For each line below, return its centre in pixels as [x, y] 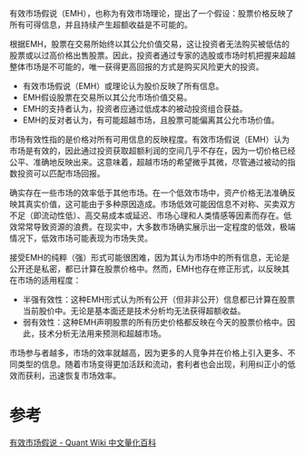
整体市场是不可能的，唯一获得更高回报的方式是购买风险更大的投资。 [137, 67]
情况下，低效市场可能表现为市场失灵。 [81, 238]
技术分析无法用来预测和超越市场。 [102, 333]
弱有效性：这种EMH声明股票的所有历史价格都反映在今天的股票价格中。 [155, 322]
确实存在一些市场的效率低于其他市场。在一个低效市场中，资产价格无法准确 [148, 193]
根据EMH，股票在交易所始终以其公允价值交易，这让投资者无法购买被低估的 [150, 44]
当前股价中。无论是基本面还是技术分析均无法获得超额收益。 [134, 311]
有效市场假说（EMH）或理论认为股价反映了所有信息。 [123, 86]
